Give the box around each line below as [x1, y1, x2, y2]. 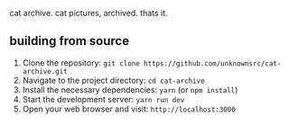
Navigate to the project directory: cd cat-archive [22, 75, 205, 85]
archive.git [22, 66, 68, 75]
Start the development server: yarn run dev [22, 93, 185, 104]
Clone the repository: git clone [22, 57, 140, 68]
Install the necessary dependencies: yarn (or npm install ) [22, 84, 238, 95]
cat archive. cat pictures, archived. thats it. [9, 8, 169, 18]
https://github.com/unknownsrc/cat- [143, 58, 282, 68]
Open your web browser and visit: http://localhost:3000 [22, 103, 237, 114]
